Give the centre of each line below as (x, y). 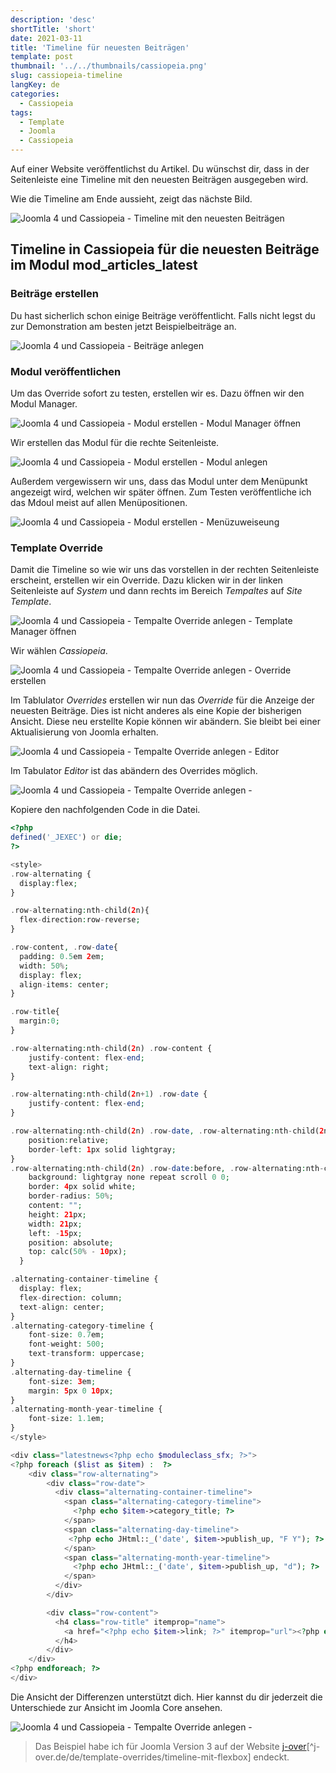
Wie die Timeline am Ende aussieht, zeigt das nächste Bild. (131, 199)
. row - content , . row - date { (64, 947)
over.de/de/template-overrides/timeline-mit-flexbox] (143, 1757)
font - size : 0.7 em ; (66, 1335)
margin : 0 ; (39, 1021)
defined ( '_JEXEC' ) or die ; (66, 837)
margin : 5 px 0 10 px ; (71, 1391)
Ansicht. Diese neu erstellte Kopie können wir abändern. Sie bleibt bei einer (165, 722)
